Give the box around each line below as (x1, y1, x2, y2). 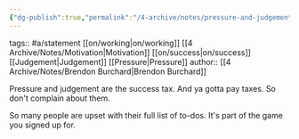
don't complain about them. (9, 93, 110, 103)
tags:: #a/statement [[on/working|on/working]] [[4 (9, 37, 193, 48)
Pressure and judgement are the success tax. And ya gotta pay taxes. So (9, 83, 276, 94)
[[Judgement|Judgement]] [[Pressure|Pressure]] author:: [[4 (9, 56, 231, 67)
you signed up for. (9, 119, 76, 130)
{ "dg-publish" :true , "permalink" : (9, 12, 133, 22)
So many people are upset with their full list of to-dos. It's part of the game (9, 110, 283, 120)
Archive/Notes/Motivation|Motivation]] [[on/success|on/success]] (9, 46, 252, 58)
